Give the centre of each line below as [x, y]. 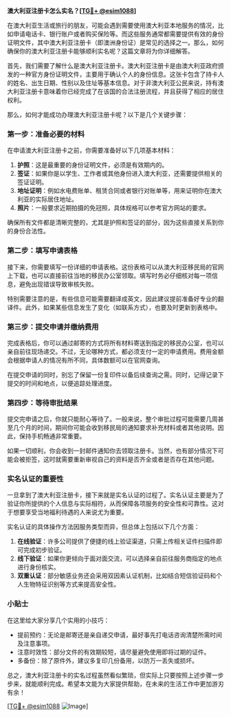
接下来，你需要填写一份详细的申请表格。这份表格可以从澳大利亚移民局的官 [112, 266]
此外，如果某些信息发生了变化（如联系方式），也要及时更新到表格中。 [123, 307]
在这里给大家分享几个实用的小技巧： [58, 620]
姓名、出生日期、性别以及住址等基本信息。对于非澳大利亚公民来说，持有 [115, 83]
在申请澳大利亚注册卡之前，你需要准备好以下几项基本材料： [91, 150]
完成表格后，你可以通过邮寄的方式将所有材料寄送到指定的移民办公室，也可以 [115, 343]
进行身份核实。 [38, 567]
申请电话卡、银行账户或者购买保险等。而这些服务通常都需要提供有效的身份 [118, 34]
